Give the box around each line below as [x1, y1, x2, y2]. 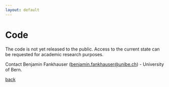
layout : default [5, 7, 39, 13]
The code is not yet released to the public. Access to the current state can [5, 46, 160, 52]
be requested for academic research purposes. [5, 51, 104, 57]
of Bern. [5, 66, 22, 72]
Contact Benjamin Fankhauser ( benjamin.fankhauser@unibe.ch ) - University [5, 61, 164, 67]
